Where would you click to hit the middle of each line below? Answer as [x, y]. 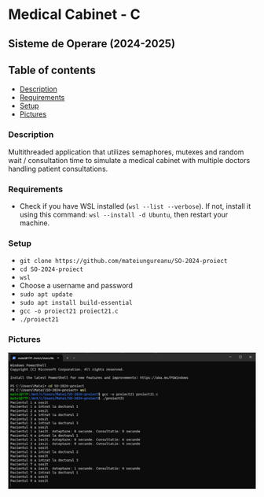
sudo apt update [46, 295]
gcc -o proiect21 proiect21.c [69, 312]
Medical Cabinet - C [74, 15]
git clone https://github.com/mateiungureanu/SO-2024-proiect [123, 261]
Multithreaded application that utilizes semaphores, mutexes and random [126, 152]
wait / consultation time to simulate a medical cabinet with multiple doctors [129, 160]
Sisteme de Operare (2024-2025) [92, 44]
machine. [35, 223]
